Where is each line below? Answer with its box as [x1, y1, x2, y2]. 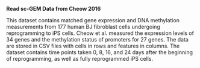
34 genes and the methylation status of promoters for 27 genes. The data [6, 36, 189, 43]
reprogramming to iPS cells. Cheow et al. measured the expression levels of [6, 29, 195, 37]
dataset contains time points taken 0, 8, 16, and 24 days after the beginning [6, 49, 193, 56]
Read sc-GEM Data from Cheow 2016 [6, 5, 101, 12]
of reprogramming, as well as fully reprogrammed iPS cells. [6, 55, 154, 62]
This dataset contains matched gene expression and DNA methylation [6, 17, 180, 23]
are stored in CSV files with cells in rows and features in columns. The [6, 42, 180, 49]
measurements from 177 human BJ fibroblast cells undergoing [6, 23, 161, 30]
